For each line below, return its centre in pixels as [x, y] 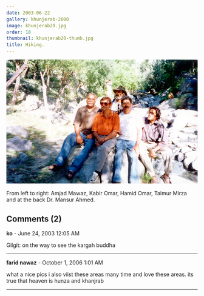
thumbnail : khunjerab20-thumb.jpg [50, 39]
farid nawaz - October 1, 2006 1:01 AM [55, 263]
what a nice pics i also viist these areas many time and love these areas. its [100, 274]
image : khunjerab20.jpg [36, 25]
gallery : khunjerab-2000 [38, 19]
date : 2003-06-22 [28, 13]
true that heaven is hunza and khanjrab [55, 281]
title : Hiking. [25, 45]
